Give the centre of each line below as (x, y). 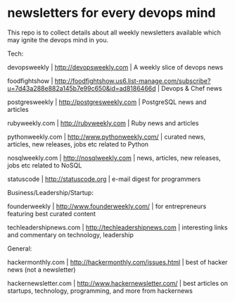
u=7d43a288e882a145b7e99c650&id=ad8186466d (82, 88)
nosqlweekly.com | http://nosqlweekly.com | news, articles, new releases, (114, 158)
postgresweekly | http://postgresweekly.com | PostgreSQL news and (107, 102)
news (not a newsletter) (42, 270)
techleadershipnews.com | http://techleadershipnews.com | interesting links (118, 227)
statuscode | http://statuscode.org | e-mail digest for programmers (104, 179)
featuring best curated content (52, 213)
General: (20, 248)
